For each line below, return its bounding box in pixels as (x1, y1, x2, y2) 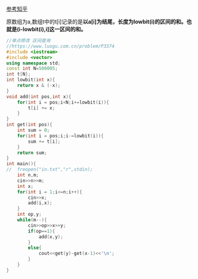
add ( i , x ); (28, 200, 53, 206)
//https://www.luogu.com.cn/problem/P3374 (6, 43, 115, 49)
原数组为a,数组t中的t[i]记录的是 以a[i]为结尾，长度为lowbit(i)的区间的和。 (6, 18, 187, 25)
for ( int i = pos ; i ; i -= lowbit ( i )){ (17, 133, 104, 139)
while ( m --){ (17, 217, 47, 223)
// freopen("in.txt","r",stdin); (6, 166, 94, 173)
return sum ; (17, 149, 47, 155)
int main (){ (6, 161, 36, 167)
